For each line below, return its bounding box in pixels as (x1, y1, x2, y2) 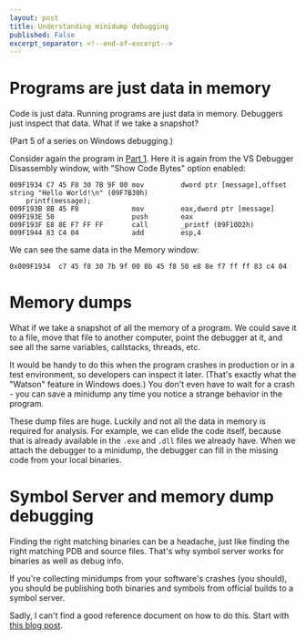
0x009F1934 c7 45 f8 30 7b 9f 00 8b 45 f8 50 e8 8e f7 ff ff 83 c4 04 (9, 262, 287, 272)
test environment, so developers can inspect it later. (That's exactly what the (9, 369, 297, 380)
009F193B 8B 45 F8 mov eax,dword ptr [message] (9, 204, 275, 214)
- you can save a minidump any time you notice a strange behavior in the (9, 388, 283, 399)
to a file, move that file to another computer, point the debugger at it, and (9, 332, 283, 343)
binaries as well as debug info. (9, 555, 124, 566)
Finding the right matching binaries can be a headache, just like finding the (9, 536, 290, 547)
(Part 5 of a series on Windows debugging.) (9, 136, 174, 147)
